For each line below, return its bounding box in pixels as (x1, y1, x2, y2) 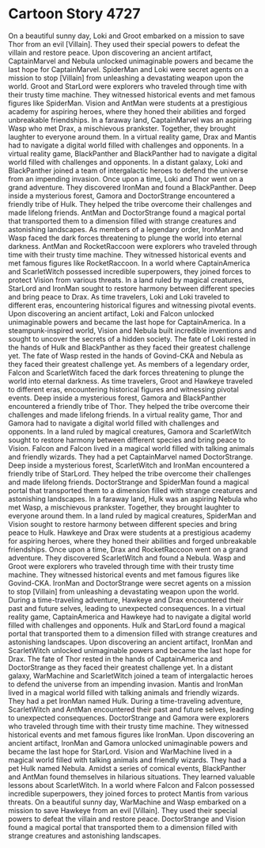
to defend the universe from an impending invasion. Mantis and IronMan (8, 679, 244, 689)
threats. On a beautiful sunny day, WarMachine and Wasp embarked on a (8, 797, 247, 807)
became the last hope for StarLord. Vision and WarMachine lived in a (8, 747, 233, 756)
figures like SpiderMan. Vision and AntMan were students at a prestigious (8, 98, 248, 108)
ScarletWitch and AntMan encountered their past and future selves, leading (8, 705, 255, 714)
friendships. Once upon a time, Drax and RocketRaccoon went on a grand (8, 544, 248, 554)
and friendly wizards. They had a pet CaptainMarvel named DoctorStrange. (8, 452, 253, 461)
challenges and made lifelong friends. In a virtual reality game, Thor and (8, 410, 243, 419)
